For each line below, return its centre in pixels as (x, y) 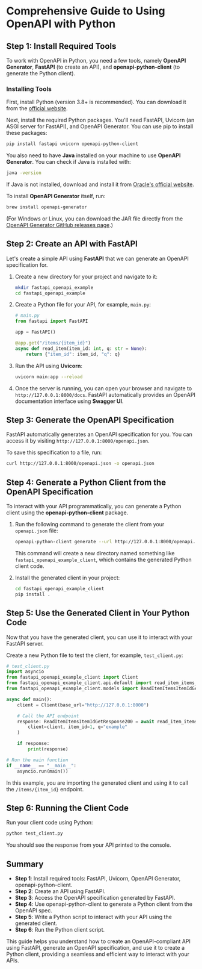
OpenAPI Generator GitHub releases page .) (60, 225)
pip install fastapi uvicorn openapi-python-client (72, 144)
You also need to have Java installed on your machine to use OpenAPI (93, 155)
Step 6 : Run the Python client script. (60, 930)
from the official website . (37, 108)
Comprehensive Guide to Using (86, 11)
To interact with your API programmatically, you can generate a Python (94, 506)
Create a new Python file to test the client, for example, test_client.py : (95, 655)
